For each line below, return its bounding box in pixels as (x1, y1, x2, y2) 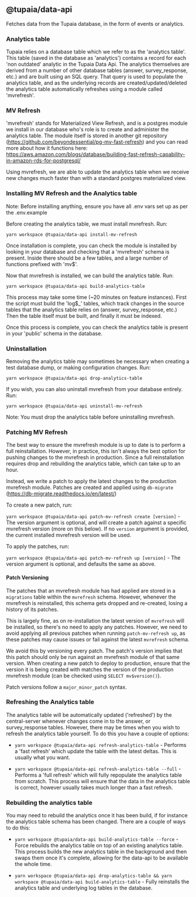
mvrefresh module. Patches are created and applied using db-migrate (6, 484, 174, 491)
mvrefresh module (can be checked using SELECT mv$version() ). (6, 672, 161, 679)
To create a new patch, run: (6, 501, 73, 509)
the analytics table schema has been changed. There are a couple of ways (6, 818, 186, 825)
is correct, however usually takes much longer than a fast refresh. (14, 784, 173, 791)
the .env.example (6, 209, 48, 216)
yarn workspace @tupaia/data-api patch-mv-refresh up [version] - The (6, 554, 181, 562)
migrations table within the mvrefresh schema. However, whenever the (6, 593, 177, 600)
